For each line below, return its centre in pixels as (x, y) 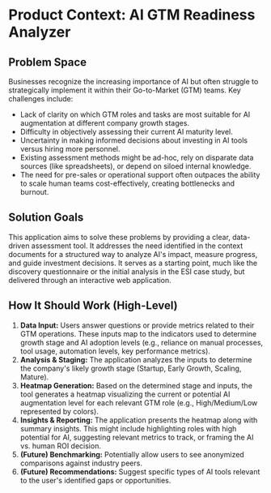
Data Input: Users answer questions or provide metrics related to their (137, 325)
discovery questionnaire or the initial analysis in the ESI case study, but (127, 271)
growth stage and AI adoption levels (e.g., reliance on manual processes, (142, 342)
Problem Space (48, 62)
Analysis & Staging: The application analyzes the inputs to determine (136, 359)
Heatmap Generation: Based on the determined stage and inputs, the (136, 385)
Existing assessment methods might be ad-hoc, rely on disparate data (137, 157)
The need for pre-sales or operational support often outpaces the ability (140, 175)
